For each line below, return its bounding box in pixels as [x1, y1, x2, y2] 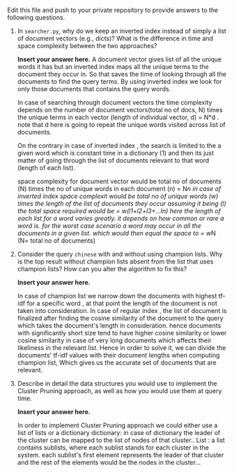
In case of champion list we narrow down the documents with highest [17, 292, 217, 300]
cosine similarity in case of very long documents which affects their [17, 336, 212, 344]
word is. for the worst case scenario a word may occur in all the [17, 222, 202, 229]
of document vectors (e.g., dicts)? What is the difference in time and [17, 34, 214, 43]
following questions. [7, 13, 65, 22]
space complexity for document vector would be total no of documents [17, 177, 221, 185]
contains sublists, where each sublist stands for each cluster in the [17, 443, 209, 452]
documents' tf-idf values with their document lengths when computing [17, 351, 220, 359]
